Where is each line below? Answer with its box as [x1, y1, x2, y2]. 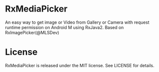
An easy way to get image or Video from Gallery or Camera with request [5, 19, 150, 25]
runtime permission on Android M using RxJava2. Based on [5, 24, 124, 30]
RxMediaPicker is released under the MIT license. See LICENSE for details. [5, 62, 155, 68]
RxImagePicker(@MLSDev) [5, 29, 59, 35]
